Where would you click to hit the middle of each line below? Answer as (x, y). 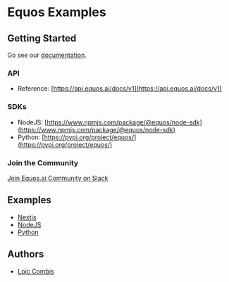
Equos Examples (57, 12)
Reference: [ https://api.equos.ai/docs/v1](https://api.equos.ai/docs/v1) (119, 89)
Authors (26, 254)
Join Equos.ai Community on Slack (58, 178)
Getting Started (42, 38)
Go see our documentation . (47, 55)
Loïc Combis (36, 271)
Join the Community (43, 162)
